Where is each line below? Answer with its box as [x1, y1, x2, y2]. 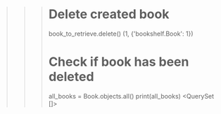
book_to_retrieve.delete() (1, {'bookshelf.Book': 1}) [48, 29, 194, 38]
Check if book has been [48, 54, 189, 70]
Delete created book [48, 6, 170, 22]
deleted [48, 69, 94, 85]
